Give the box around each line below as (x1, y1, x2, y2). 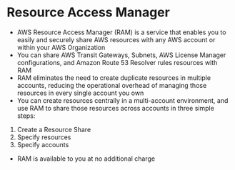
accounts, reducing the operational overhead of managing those (16, 81, 207, 89)
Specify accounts (16, 140, 69, 149)
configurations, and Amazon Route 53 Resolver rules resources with (16, 58, 218, 66)
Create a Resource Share (16, 125, 91, 134)
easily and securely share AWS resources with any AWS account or (16, 35, 216, 44)
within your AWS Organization (16, 43, 106, 51)
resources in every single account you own (16, 89, 144, 97)
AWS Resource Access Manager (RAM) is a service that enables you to (16, 28, 226, 36)
